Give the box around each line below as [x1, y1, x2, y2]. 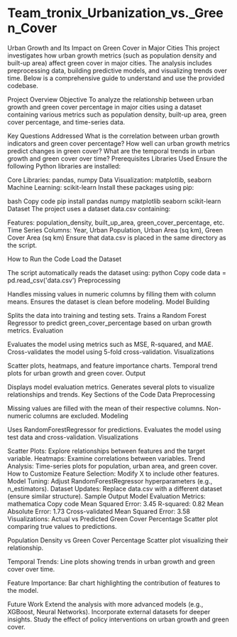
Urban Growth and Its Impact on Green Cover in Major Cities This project [7, 43, 220, 52]
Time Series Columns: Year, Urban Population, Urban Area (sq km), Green [7, 225, 224, 234]
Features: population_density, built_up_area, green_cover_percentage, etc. [7, 218, 225, 227]
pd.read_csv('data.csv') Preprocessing [7, 276, 121, 284]
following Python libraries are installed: [7, 161, 121, 170]
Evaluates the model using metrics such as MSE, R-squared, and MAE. [7, 340, 214, 348]
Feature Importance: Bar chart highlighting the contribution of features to [7, 578, 221, 587]
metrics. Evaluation [7, 326, 64, 335]
